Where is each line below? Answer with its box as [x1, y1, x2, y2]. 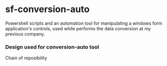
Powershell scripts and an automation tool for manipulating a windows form [5, 20, 163, 26]
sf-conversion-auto [5, 4, 90, 15]
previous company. [5, 31, 46, 37]
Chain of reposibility [5, 55, 47, 61]
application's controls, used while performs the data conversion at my [5, 25, 151, 31]
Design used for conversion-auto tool [5, 43, 100, 50]
